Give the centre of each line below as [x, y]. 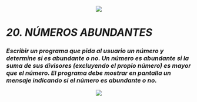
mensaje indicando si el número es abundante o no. [81, 81]
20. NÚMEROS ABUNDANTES [79, 33]
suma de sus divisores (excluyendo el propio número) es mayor [98, 66]
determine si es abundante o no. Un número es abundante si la [98, 58]
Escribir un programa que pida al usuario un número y [85, 51]
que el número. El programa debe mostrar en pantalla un [89, 73]
